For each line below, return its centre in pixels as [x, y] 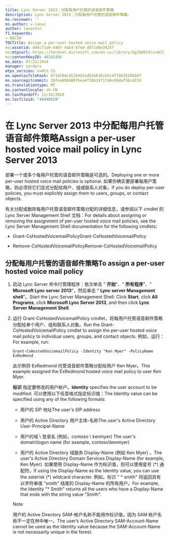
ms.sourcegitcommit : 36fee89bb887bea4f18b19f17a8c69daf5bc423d [73, 80]
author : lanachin [24, 29]
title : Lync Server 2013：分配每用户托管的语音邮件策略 [60, 10]
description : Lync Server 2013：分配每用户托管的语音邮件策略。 [68, 15]
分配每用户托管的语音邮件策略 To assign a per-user [85, 263]
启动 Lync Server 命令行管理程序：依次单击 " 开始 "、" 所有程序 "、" [82, 284]
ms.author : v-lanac [26, 24]
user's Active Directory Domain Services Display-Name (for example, [92, 458]
